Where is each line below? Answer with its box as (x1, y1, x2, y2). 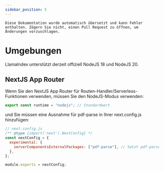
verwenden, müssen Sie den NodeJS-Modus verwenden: (28, 94, 144, 99)
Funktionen (5, 94, 28, 99)
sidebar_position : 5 (5, 7, 47, 12)
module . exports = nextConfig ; (5, 162, 67, 167)
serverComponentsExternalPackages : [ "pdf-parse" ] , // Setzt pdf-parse (14, 144, 161, 149)
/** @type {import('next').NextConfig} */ (5, 131, 93, 136)
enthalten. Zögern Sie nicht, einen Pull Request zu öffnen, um (5, 25, 139, 30)
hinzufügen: (5, 117, 29, 123)
